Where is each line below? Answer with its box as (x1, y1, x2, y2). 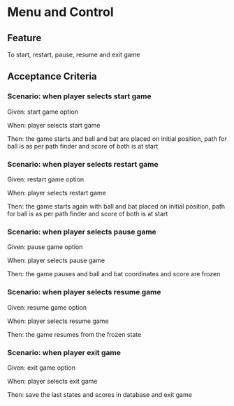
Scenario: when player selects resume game (7, 287, 162, 297)
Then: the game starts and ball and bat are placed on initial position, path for (7, 134, 227, 143)
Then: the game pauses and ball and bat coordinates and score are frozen (7, 270, 221, 278)
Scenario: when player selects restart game (7, 159, 159, 169)
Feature (7, 32, 42, 44)
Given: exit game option (7, 363, 75, 372)
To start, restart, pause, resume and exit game (7, 50, 140, 59)
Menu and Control (7, 4, 114, 20)
